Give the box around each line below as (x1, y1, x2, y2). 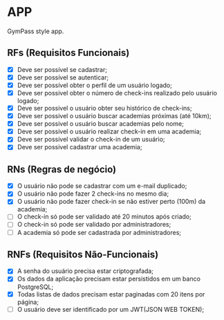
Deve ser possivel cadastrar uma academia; (17, 143, 142, 151)
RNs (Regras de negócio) (7, 163, 116, 175)
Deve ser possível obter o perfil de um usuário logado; (17, 81, 173, 89)
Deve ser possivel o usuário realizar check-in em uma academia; (17, 127, 202, 135)
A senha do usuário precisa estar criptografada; (17, 267, 154, 275)
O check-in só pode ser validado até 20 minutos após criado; (17, 212, 192, 221)
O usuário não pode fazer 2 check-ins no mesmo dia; (17, 189, 169, 198)
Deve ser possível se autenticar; (17, 73, 109, 82)
